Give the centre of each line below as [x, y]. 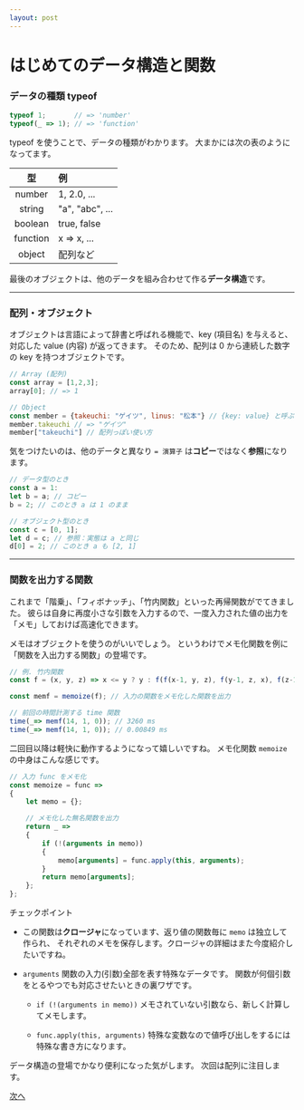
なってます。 [33, 153]
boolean [32, 223]
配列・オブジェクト [51, 313]
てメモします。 [64, 1016]
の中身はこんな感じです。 [57, 759]
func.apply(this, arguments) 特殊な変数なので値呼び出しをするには [163, 1035]
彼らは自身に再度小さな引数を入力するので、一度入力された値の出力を [158, 613]
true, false [80, 223]
